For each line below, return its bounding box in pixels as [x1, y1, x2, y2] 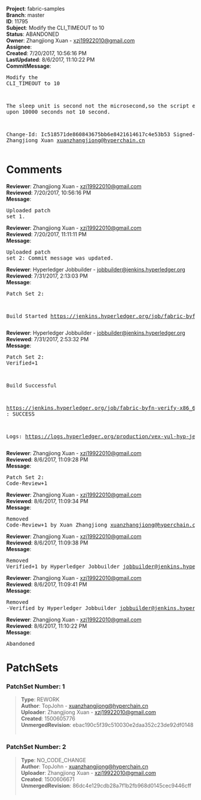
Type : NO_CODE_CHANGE [20, 756, 87, 763]
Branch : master [6, 11, 45, 19]
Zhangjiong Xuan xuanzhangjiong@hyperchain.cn [6, 137, 145, 143]
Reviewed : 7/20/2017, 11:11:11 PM [6, 230, 87, 237]
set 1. [6, 213, 26, 219]
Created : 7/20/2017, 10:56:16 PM [6, 50, 87, 56]
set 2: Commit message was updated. [6, 254, 114, 261]
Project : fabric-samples [6, 5, 65, 12]
